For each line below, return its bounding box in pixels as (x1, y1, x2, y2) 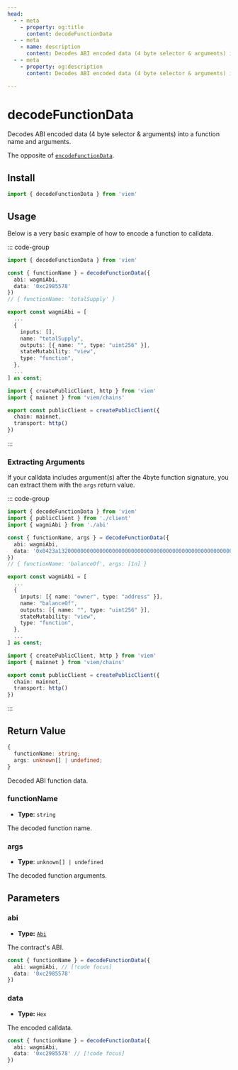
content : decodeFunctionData (25, 30, 113, 38)
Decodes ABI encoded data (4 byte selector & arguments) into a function (7, 130, 220, 138)
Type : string (17, 810, 56, 818)
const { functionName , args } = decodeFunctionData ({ (7, 534, 170, 541)
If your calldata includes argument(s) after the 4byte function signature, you (7, 473, 229, 482)
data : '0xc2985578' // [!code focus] (13, 1050, 125, 1057)
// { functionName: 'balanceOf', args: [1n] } (7, 561, 147, 568)
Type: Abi (17, 929, 47, 937)
